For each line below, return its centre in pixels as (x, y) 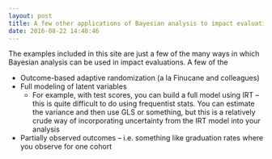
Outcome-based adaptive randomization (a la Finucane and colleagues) (140, 78)
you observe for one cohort (66, 147)
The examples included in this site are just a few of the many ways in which (134, 54)
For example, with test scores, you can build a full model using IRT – (145, 95)
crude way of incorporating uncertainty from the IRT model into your (146, 121)
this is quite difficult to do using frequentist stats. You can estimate (143, 104)
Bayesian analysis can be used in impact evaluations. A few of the (118, 62)
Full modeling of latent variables (73, 86)
